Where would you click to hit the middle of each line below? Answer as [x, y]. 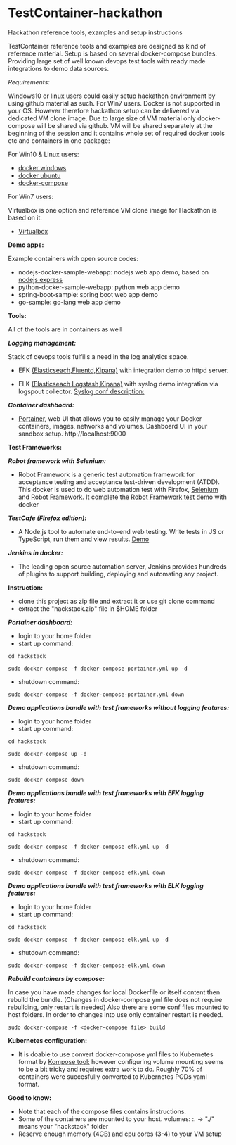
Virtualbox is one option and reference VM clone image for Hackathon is [112, 210]
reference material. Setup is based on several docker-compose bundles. [112, 53]
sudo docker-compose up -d [47, 754]
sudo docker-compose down [46, 780]
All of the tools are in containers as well [65, 329]
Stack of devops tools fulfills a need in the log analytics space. [98, 356]
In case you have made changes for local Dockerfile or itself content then [114, 992]
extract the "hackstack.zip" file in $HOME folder [87, 608]
